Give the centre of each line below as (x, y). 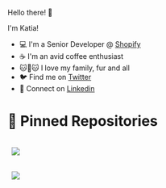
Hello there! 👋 (30, 13)
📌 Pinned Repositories (83, 121)
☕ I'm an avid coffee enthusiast (71, 56)
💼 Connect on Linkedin (57, 88)
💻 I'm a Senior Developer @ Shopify (80, 44)
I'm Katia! (23, 28)
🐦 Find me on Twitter (55, 77)
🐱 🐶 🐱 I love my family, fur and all (75, 68)
